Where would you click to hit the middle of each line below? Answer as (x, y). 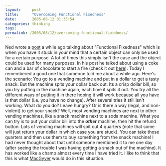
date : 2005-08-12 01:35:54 (40, 19)
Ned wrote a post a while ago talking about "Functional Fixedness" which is (83, 47)
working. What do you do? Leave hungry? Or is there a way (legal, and (77, 105)
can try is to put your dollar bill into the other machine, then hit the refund (81, 121)
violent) (13, 111)
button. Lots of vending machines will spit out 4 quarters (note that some (80, 127)
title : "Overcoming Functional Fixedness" (56, 14)
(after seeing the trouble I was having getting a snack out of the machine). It (83, 148)
